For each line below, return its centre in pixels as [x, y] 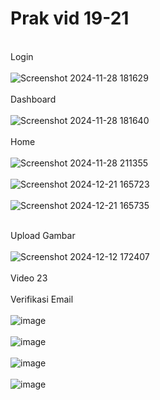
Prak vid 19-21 [70, 18]
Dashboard [33, 99]
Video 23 [29, 278]
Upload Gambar [43, 235]
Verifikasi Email [42, 299]
